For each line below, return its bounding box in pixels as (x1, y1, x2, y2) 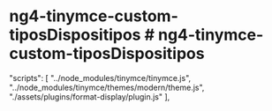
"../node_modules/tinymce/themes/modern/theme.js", (9, 82, 205, 92)
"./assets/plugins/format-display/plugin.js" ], (9, 91, 170, 102)
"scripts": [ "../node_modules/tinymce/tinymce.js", (9, 72, 192, 83)
